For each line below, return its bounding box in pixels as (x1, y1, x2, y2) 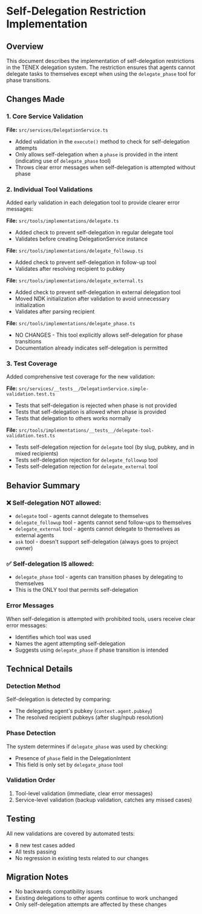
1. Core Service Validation (6, 112, 83, 121)
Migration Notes (6, 872, 68, 883)
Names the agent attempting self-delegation (15, 640, 126, 647)
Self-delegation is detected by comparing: (6, 695, 112, 703)
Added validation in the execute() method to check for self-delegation (15, 137, 190, 145)
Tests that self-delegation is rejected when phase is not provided (15, 402, 177, 409)
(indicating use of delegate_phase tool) (15, 157, 111, 164)
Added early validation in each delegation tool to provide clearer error (6, 199, 180, 206)
